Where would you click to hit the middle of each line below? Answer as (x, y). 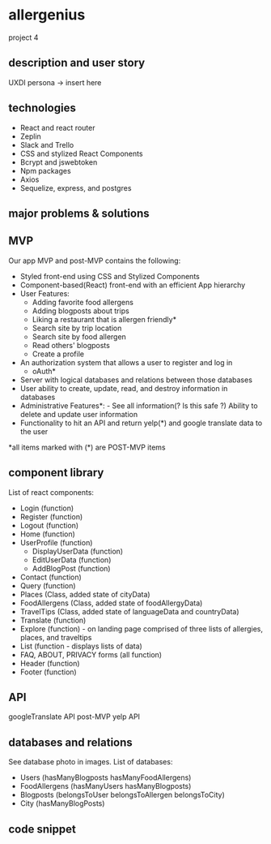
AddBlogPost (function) (71, 568)
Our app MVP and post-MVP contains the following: (95, 261)
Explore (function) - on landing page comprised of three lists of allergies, (142, 629)
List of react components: (51, 492)
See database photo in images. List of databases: (91, 762)
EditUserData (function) (72, 560)
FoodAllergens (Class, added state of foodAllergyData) (111, 603)
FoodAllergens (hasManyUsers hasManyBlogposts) (106, 786)
